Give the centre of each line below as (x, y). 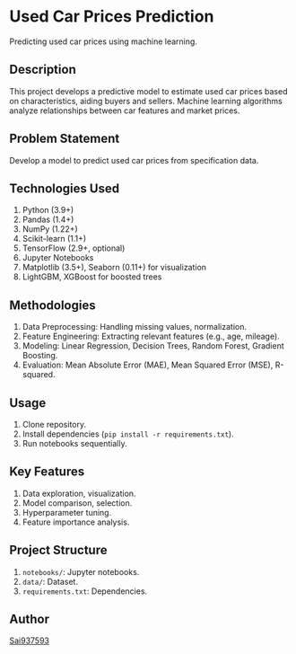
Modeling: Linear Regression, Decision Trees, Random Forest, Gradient (153, 346)
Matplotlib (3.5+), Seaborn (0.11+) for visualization (114, 268)
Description (43, 70)
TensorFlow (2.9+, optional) (74, 248)
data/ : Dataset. (50, 581)
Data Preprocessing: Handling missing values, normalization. (134, 327)
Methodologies (52, 305)
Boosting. (40, 356)
